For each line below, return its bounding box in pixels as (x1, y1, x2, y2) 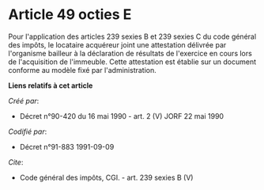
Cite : (8, 157, 24, 167)
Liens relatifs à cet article (8, 81, 93, 90)
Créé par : (8, 96, 40, 105)
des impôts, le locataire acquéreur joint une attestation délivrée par (8, 40, 227, 49)
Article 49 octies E (8, 6, 132, 24)
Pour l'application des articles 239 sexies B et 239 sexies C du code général (8, 32, 257, 41)
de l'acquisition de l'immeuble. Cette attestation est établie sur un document (8, 57, 257, 66)
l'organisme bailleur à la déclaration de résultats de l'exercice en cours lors (8, 48, 253, 58)
